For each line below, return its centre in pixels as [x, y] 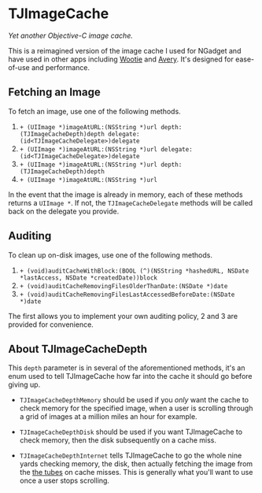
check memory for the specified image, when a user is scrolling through [136, 408]
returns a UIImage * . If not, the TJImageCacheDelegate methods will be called [131, 202]
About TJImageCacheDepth [78, 348]
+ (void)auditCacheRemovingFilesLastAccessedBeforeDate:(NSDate [127, 295]
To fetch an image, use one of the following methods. [94, 111]
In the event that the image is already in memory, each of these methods [125, 195]
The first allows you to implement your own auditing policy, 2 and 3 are [123, 316]
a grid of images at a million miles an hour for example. [109, 417]
